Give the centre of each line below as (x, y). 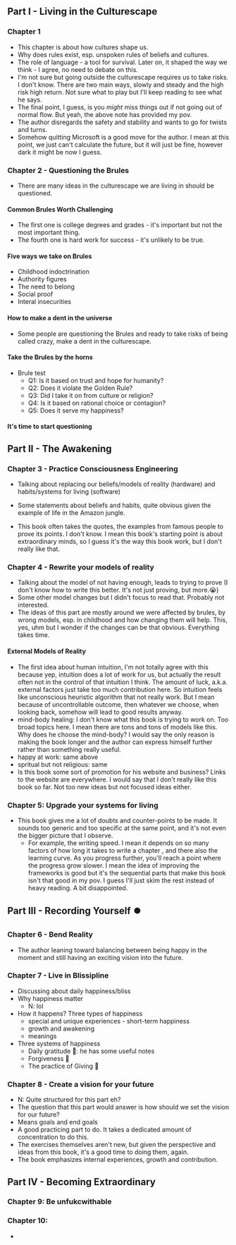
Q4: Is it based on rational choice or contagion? (97, 403)
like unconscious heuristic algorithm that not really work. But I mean (116, 697)
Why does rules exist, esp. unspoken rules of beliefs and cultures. (113, 54)
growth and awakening (61, 1028)
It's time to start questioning (50, 427)
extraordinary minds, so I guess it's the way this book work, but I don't (119, 542)
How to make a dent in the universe (60, 317)
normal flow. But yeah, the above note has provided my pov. (105, 114)
